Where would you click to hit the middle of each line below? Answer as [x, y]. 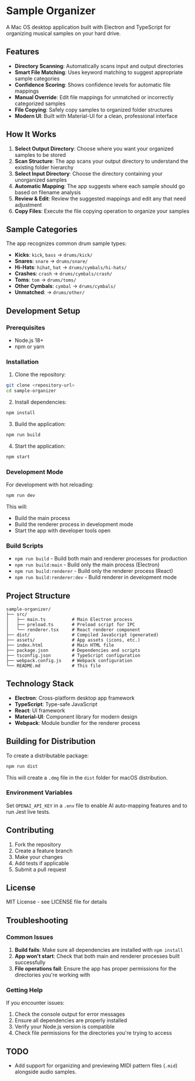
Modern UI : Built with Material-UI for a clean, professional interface [96, 116]
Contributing [30, 830]
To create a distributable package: [48, 756]
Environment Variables [39, 793]
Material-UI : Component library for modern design [76, 716]
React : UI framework [40, 710]
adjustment [28, 204]
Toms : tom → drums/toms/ [45, 280]
